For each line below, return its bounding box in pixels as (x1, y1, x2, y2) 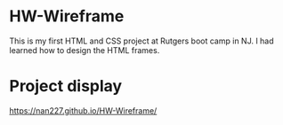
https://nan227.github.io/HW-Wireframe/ (9, 105, 158, 116)
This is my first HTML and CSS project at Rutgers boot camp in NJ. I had (9, 35, 274, 46)
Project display (9, 76, 123, 97)
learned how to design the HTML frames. (9, 44, 160, 55)
